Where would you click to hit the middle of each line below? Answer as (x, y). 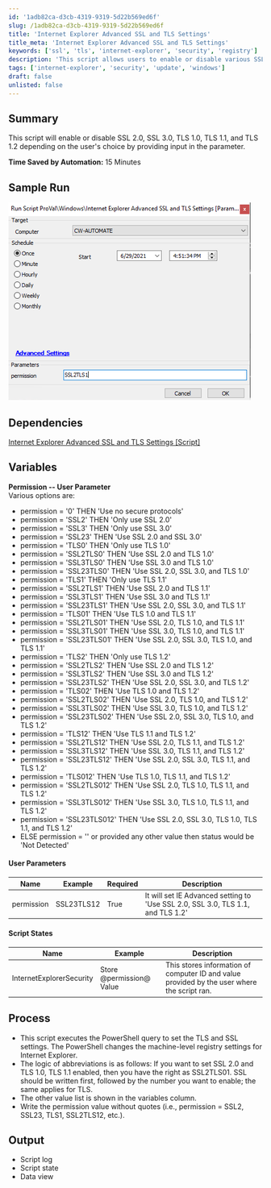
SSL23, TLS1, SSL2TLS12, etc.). (72, 1115)
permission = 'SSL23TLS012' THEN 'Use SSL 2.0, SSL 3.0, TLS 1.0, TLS (138, 819)
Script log (36, 1160)
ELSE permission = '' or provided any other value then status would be (137, 836)
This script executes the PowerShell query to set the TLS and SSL (129, 1038)
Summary (33, 119)
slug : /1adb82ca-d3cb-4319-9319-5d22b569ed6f (86, 25)
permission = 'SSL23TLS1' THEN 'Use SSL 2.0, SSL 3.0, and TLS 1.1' (133, 605)
